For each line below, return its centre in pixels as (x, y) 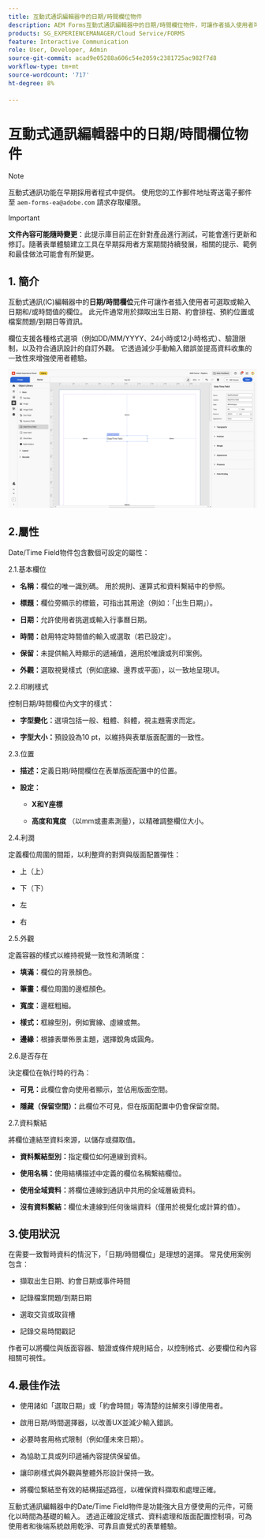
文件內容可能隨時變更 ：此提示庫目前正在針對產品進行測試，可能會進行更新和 (132, 234)
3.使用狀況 (34, 1234)
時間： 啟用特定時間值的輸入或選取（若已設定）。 (97, 636)
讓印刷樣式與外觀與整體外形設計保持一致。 (89, 1473)
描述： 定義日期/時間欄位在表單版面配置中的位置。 (100, 771)
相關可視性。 (29, 1358)
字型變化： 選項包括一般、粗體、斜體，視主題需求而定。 (109, 720)
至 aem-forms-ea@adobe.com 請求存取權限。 (77, 202)
